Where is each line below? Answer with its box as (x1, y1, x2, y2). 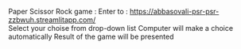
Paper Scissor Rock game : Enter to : (8, 7, 129, 16)
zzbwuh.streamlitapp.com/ (8, 15, 96, 24)
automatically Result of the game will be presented (8, 32, 174, 41)
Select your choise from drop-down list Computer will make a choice (8, 24, 233, 32)
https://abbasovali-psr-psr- (130, 7, 220, 16)
